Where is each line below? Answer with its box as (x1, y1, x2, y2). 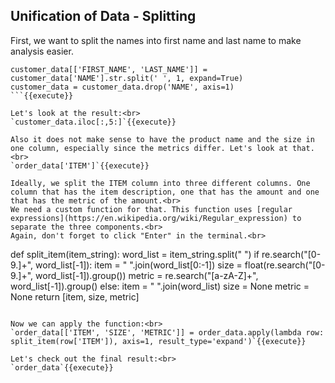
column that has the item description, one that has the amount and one (10, 187, 320, 197)
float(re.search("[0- (244, 259, 326, 271)
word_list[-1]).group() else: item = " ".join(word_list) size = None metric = (10, 280, 310, 292)
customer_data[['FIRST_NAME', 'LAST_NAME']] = (10, 64, 208, 74)
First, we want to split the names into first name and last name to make (10, 34, 302, 46)
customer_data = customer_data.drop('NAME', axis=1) (10, 82, 235, 92)
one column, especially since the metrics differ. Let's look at (10, 143, 288, 153)
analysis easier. (10, 45, 74, 57)
